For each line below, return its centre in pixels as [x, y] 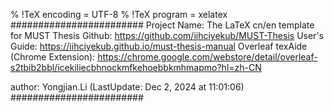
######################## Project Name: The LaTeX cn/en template [162, 25]
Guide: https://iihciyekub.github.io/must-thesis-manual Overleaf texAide [159, 46]
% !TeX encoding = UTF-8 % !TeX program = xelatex [119, 14]
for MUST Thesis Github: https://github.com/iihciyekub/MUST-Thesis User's [167, 35]
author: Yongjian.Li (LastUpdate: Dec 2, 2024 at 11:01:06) [127, 87]
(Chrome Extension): [53, 57]
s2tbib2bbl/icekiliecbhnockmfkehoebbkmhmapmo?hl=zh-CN [136, 67]
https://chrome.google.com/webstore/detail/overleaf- [207, 57]
